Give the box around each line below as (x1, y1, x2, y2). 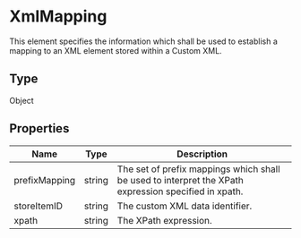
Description (176, 148, 228, 160)
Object (9, 95, 34, 106)
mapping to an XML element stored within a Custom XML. (9, 45, 222, 55)
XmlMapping (9, 6, 107, 27)
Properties (9, 121, 70, 136)
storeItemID (13, 200, 63, 212)
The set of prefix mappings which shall (116, 163, 280, 175)
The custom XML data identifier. (116, 200, 253, 212)
